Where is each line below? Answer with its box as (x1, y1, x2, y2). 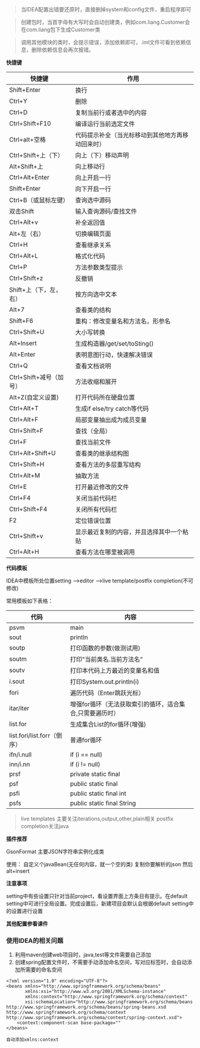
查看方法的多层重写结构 (75, 460, 141, 469)
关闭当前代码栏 (75, 494, 117, 502)
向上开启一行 (75, 173, 111, 182)
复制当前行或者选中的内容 (75, 109, 147, 117)
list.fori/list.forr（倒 (9, 732, 62, 740)
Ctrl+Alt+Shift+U (9, 449, 56, 457)
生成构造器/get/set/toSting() (75, 340, 154, 347)
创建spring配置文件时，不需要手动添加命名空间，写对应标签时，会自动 (14, 959, 187, 966)
